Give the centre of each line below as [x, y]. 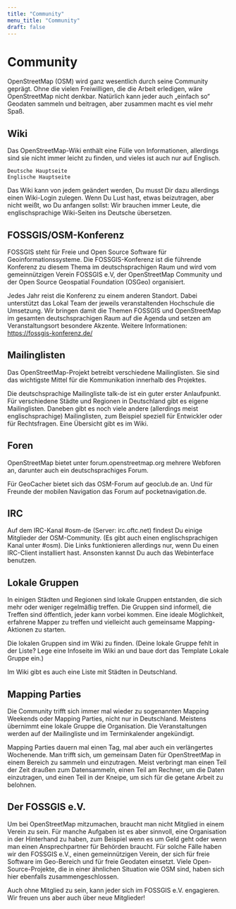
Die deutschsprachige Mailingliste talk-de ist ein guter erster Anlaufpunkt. [114, 393]
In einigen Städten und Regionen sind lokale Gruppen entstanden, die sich [115, 600]
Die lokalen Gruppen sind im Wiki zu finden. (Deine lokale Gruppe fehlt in [113, 644]
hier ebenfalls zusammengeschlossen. [63, 877]
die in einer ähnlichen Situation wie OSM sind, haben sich [141, 869]
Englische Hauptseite [39, 177]
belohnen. [22, 785]
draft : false [26, 27]
